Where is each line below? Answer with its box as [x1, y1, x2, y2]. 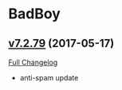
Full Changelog [8, 57, 58, 67]
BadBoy [8, 5, 61, 23]
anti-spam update [19, 73, 79, 82]
